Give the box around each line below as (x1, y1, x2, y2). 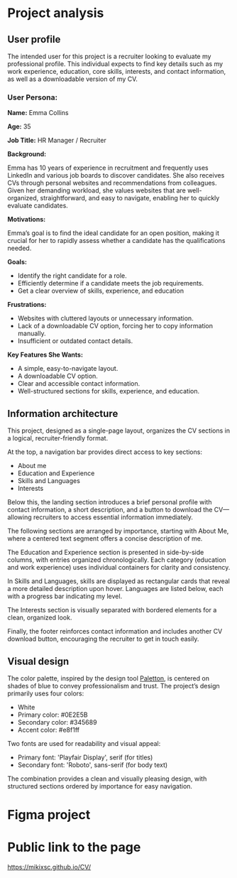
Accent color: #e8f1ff (17, 725, 80, 734)
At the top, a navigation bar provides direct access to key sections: (7, 448, 202, 456)
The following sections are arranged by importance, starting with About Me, (7, 527, 229, 536)
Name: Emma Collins (7, 109, 69, 117)
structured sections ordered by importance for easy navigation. (7, 781, 193, 790)
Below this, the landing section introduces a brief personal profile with (7, 498, 212, 506)
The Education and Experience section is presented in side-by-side (7, 548, 204, 557)
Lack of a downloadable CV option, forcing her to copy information (17, 322, 214, 330)
